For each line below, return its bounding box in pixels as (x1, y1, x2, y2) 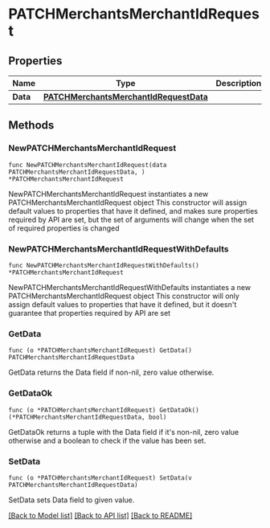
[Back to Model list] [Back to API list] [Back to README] (8, 510, 193, 520)
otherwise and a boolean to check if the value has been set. (8, 436, 207, 445)
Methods (8, 118, 55, 133)
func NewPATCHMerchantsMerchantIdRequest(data (8, 161, 167, 169)
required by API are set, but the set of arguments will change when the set (8, 215, 255, 224)
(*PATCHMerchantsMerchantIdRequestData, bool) (8, 413, 167, 421)
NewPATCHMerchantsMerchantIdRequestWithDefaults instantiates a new (8, 282, 252, 292)
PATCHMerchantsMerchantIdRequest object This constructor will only (8, 291, 239, 301)
